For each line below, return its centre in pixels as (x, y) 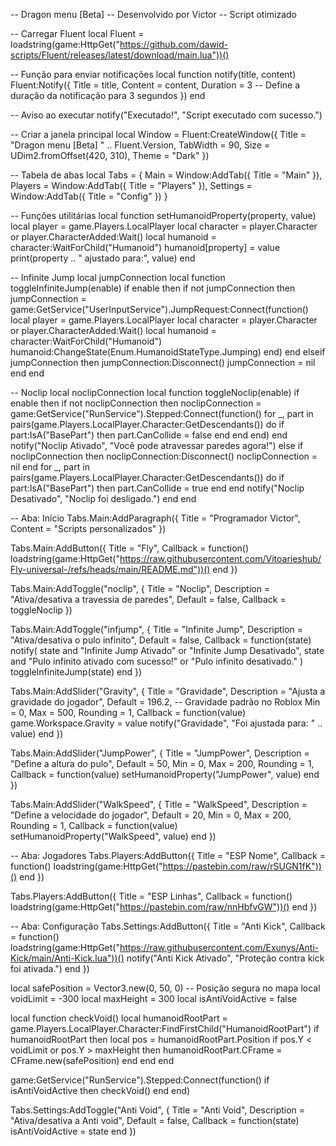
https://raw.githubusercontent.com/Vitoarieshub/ (220, 558)
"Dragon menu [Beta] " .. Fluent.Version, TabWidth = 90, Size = (140, 145)
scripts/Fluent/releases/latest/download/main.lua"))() (120, 55)
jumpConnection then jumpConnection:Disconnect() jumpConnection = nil (163, 362)
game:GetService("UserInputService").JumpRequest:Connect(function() (159, 309)
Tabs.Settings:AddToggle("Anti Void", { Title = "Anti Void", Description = (158, 1110)
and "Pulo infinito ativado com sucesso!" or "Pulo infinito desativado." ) (157, 661)
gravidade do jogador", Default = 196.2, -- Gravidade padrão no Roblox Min (165, 702)
